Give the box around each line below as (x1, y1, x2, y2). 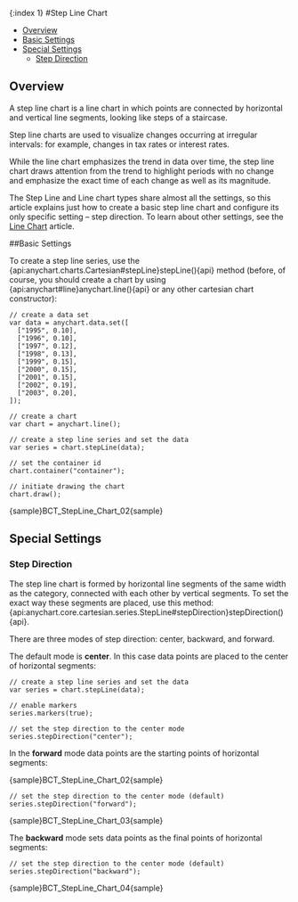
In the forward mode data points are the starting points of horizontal (9, 748, 260, 758)
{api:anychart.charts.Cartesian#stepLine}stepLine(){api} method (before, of (9, 265, 286, 275)
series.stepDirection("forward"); (9, 799, 138, 808)
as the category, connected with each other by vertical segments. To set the (9, 587, 289, 598)
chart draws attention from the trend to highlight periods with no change (9, 165, 274, 176)
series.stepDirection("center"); (9, 732, 133, 741)
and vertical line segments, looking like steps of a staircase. (9, 111, 229, 123)
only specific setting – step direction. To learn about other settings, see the (9, 211, 284, 222)
